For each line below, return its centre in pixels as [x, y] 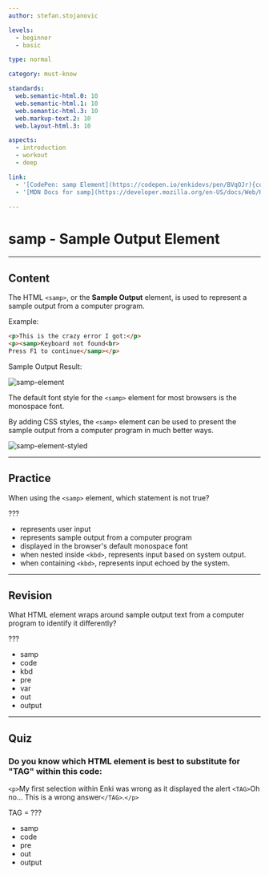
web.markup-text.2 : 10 [53, 118]
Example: [24, 322]
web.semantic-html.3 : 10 [57, 111]
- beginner [34, 38]
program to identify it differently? [63, 623]
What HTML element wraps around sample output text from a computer [126, 615]
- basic [28, 45]
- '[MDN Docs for [44, 192]
